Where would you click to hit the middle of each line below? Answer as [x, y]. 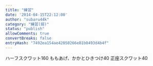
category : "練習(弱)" [27, 24]
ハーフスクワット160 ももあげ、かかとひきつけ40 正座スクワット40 [76, 58]
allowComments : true [27, 34]
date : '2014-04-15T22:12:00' [36, 15]
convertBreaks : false [28, 39]
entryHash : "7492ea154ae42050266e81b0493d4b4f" [57, 43]
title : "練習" [20, 10]
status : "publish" [25, 29]
